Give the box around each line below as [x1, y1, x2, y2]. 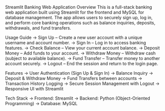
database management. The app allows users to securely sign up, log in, [5, 15, 153, 20]
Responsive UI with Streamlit [5, 86, 64, 91]
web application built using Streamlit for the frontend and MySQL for [5, 9, 144, 15]
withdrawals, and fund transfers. [5, 25, 72, 31]
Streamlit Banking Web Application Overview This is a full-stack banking [5, 4, 152, 10]
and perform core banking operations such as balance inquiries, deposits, [5, 20, 156, 26]
